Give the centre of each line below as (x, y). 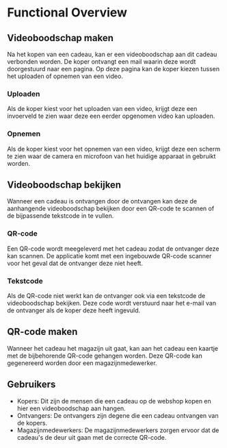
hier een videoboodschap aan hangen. (71, 408)
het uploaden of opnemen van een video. (65, 76)
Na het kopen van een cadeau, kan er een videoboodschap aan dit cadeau (112, 54)
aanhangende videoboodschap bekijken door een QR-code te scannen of (111, 209)
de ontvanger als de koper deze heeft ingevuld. (74, 310)
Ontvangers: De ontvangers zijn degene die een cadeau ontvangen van (118, 415)
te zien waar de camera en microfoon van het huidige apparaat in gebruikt (111, 156)
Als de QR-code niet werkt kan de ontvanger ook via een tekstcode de (106, 296)
